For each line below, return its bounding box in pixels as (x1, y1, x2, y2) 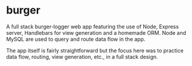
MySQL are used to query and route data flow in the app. (6, 35, 146, 42)
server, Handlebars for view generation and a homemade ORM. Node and (6, 29, 186, 36)
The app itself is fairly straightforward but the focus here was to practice (6, 47, 184, 54)
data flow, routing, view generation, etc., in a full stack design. (6, 53, 159, 60)
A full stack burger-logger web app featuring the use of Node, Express (6, 23, 180, 30)
